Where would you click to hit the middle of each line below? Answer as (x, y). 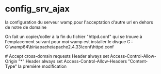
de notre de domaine (26, 27)
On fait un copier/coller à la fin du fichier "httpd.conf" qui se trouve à (74, 37)
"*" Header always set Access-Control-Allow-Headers (72, 61)
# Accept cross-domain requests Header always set (57, 56)
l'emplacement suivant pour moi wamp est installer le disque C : (69, 41)
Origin (11, 61)
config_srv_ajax (37, 9)
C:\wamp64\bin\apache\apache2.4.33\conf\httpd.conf (59, 47)
